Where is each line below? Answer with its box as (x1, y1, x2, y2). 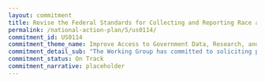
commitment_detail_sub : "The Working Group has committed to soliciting (8, 48, 252, 55)
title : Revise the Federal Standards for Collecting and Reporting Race (8, 19, 252, 27)
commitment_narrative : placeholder (8, 62, 125, 70)
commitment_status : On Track (8, 55, 104, 63)
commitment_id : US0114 (8, 33, 83, 41)
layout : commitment (8, 11, 73, 20)
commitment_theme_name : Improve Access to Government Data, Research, (8, 41, 245, 48)
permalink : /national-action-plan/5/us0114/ (8, 26, 157, 34)
